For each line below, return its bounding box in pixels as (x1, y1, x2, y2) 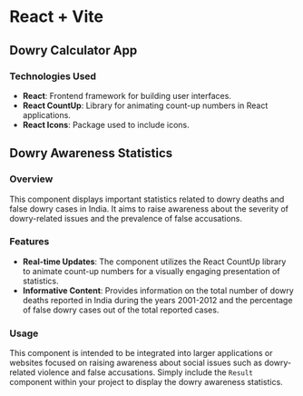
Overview (9, 173, 54, 185)
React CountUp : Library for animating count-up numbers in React (22, 100, 269, 111)
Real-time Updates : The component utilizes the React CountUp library (22, 256, 287, 267)
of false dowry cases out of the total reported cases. (22, 304, 220, 315)
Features (9, 235, 50, 248)
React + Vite (9, 6, 104, 27)
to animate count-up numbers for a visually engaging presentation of (22, 265, 280, 276)
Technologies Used (9, 70, 97, 83)
